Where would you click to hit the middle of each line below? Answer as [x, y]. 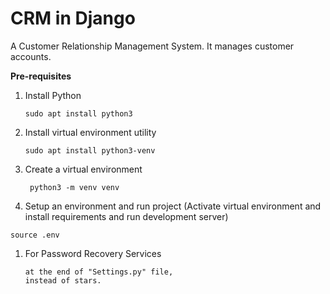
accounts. [31, 56]
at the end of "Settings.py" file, [99, 272]
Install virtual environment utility [90, 132]
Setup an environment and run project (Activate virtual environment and [173, 206]
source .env [35, 235]
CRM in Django [73, 18]
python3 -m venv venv [74, 187]
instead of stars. [63, 280]
